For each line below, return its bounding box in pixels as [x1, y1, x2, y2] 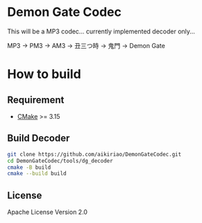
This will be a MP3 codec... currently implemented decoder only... [7, 27, 196, 35]
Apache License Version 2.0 [7, 208, 88, 216]
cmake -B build [7, 164, 51, 171]
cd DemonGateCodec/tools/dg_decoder [7, 157, 113, 164]
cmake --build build [7, 170, 67, 177]
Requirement [7, 94, 65, 106]
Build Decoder [7, 133, 70, 144]
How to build [7, 67, 81, 82]
